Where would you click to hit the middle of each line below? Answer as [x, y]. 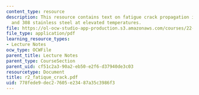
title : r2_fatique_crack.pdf [42, 77]
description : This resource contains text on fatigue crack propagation [98, 17]
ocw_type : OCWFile [29, 50]
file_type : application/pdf [41, 34]
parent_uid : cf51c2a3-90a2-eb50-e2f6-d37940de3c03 [70, 66]
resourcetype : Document [36, 72]
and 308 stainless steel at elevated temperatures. [77, 22]
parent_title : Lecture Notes [42, 55]
